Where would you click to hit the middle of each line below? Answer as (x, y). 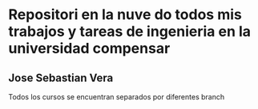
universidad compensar (89, 49)
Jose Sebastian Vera (61, 78)
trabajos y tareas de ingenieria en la (129, 31)
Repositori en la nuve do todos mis (125, 15)
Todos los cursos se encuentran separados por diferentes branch (117, 97)
